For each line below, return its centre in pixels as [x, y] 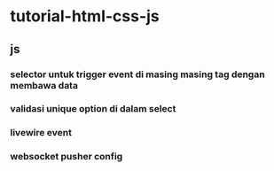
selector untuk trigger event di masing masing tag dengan [137, 74]
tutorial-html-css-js [85, 16]
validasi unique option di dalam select [93, 109]
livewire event [41, 133]
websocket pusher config [67, 157]
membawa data [44, 85]
